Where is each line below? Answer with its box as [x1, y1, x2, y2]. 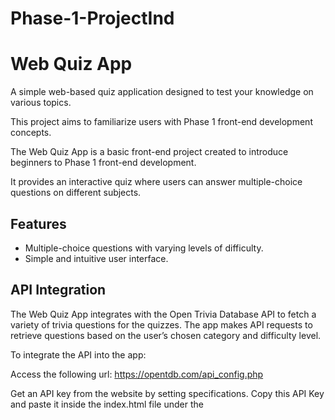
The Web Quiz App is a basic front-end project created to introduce [10, 146, 289, 158]
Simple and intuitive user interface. [24, 252, 169, 264]
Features [10, 215, 67, 232]
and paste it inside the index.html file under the [10, 398, 204, 410]
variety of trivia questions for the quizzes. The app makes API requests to [10, 318, 313, 331]
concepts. [10, 127, 52, 139]
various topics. [10, 97, 72, 109]
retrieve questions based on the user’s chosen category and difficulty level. [10, 329, 322, 341]
